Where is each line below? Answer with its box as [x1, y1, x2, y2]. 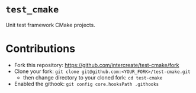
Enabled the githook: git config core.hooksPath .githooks [14, 80, 159, 87]
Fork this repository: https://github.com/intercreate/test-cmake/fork [14, 61, 179, 68]
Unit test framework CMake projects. [5, 21, 95, 28]
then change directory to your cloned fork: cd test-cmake [23, 74, 163, 81]
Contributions [5, 42, 75, 55]
